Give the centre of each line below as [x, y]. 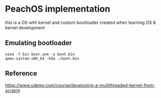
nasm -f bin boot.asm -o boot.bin [40, 54]
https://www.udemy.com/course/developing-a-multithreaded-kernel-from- [80, 85]
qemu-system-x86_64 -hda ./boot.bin [42, 59]
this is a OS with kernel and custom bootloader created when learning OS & [80, 22]
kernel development [25, 27]
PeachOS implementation [58, 9]
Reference [21, 73]
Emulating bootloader [38, 43]
